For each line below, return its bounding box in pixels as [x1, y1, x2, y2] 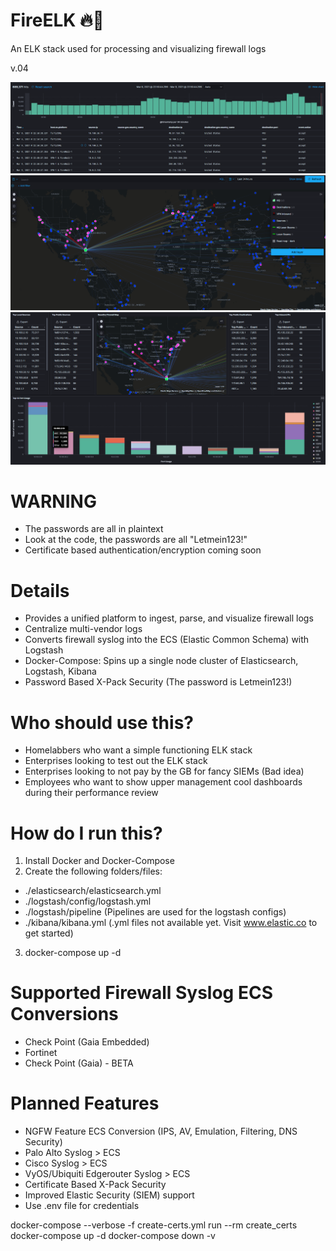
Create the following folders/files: [24, 865, 163, 878]
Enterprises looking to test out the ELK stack [24, 755, 208, 767]
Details [10, 579, 70, 602]
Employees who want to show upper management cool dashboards [24, 776, 303, 788]
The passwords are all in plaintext [24, 523, 164, 535]
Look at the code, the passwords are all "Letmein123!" [24, 534, 248, 546]
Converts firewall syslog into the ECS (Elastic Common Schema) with [24, 634, 310, 646]
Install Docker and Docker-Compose [24, 855, 175, 867]
